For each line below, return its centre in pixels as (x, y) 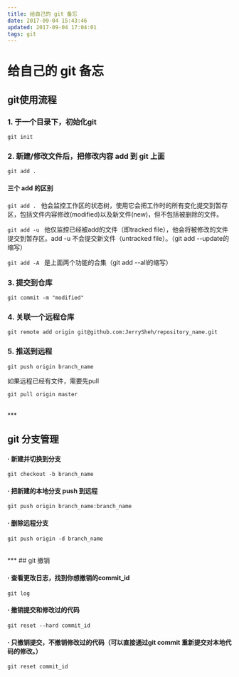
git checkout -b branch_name (51, 475)
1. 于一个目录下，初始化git (52, 122)
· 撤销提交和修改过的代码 (43, 610)
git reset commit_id (38, 667)
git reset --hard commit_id (49, 625)
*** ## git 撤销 (29, 560)
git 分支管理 (33, 439)
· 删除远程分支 (28, 523)
